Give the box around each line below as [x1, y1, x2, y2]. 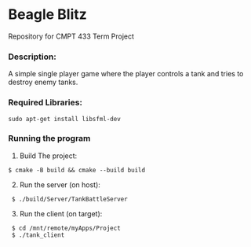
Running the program [8, 133, 91, 144]
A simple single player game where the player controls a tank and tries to [8, 69, 244, 79]
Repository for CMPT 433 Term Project [8, 31, 135, 41]
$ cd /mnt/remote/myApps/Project [11, 224, 122, 232]
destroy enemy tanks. [8, 77, 78, 87]
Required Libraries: [8, 97, 82, 108]
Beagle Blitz [8, 6, 88, 24]
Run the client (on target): [19, 208, 103, 218]
